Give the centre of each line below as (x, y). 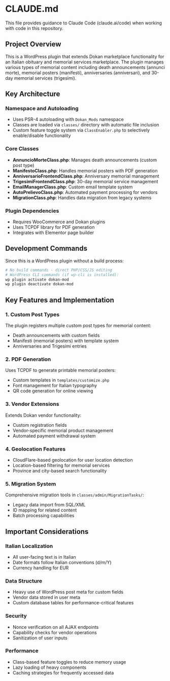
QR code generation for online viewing (53, 391)
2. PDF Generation (28, 359)
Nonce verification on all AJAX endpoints (56, 627)
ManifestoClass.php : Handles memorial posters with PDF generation (85, 171)
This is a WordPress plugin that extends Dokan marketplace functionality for (85, 56)
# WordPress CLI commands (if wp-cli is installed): (62, 275)
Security (16, 616)
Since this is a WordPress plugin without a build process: (65, 261)
